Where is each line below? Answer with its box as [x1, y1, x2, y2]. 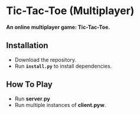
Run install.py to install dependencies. [14, 62, 112, 69]
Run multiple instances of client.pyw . [14, 101, 106, 108]
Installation [6, 41, 48, 51]
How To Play [6, 79, 53, 89]
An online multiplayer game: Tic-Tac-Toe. [6, 24, 110, 31]
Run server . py [14, 95, 50, 102]
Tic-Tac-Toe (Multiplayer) [6, 4, 135, 18]
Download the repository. [14, 56, 77, 63]
